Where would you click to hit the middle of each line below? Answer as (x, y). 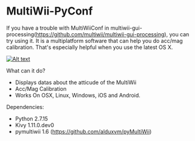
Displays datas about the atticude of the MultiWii (76, 82)
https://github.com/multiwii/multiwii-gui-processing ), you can (113, 34)
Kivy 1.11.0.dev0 (35, 125)
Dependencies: (25, 107)
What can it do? (26, 70)
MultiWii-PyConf (50, 11)
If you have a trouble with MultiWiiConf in (58, 28)
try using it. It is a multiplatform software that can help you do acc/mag (94, 41)
